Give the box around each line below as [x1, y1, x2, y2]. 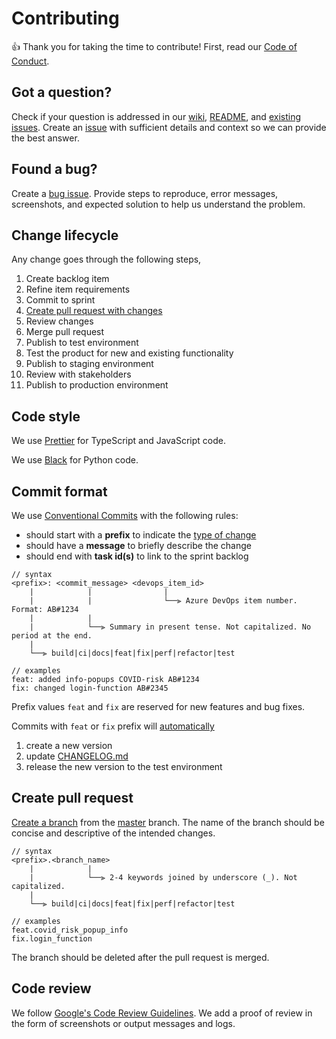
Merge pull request [25, 326, 105, 338]
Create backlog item [25, 273, 110, 285]
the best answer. [11, 132, 80, 144]
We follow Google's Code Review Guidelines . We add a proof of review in [11, 1007, 313, 1019]
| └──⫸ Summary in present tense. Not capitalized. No [29, 622, 312, 632]
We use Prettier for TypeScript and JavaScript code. [11, 435, 227, 447]
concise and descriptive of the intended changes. [11, 827, 216, 839]
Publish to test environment [25, 337, 139, 349]
